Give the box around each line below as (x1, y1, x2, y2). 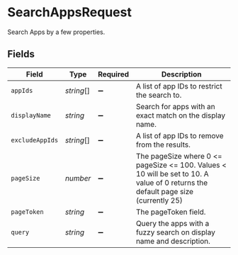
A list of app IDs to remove (135, 130, 225, 140)
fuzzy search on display (135, 227, 216, 237)
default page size (135, 186, 193, 196)
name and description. (135, 236, 210, 246)
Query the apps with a (135, 218, 210, 228)
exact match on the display (135, 110, 225, 120)
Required (98, 69, 130, 79)
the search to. (135, 90, 182, 100)
